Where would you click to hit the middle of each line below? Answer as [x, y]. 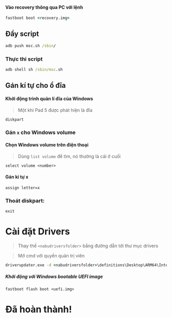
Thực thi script [24, 59]
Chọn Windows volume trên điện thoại [47, 145]
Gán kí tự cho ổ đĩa [36, 85]
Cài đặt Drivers [38, 232]
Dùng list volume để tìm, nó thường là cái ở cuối [69, 156]
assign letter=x [23, 188]
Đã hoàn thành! [39, 309]
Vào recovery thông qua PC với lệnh [44, 7]
